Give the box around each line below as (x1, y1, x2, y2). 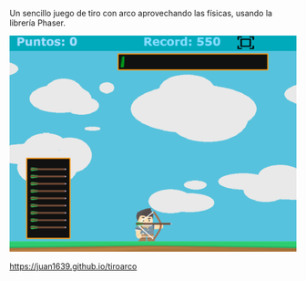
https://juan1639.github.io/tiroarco (9, 261, 138, 272)
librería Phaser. (9, 17, 66, 28)
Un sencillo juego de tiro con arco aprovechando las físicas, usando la (9, 8, 273, 18)
